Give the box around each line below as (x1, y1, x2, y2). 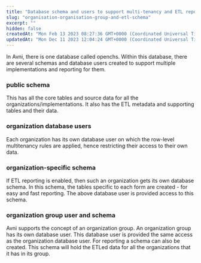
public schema (6, 80, 50, 89)
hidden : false (6, 25, 42, 32)
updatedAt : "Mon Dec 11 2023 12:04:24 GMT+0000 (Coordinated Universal (6, 37, 188, 43)
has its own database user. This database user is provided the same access (6, 231, 193, 238)
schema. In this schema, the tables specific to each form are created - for (6, 183, 188, 191)
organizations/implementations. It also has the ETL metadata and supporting (6, 101, 194, 108)
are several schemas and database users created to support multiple (6, 59, 176, 66)
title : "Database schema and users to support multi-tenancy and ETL (6, 8, 184, 15)
